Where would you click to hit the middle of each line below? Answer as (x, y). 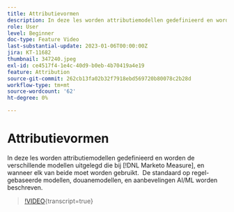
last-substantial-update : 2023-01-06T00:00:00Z (78, 46)
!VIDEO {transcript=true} (59, 201)
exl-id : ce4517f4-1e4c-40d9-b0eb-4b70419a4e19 (76, 66)
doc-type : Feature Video (43, 40)
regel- (200, 172)
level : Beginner (31, 33)
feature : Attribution (39, 72)
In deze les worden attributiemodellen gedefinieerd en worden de (101, 158)
